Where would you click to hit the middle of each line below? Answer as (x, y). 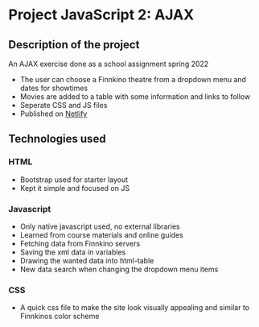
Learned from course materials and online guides (101, 234)
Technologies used (57, 139)
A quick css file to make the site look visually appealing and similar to (135, 308)
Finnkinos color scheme (60, 317)
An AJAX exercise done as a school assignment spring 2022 (109, 64)
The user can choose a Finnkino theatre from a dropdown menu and (133, 79)
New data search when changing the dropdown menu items (119, 269)
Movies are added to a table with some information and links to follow (135, 97)
